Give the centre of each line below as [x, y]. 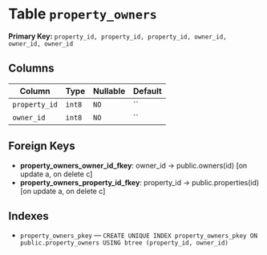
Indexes [29, 216]
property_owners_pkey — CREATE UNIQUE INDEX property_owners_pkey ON [139, 235]
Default [148, 91]
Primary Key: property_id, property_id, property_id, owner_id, [117, 36]
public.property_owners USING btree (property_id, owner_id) [124, 243]
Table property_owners [83, 14]
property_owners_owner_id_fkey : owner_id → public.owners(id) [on [133, 165]
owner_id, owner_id [41, 44]
